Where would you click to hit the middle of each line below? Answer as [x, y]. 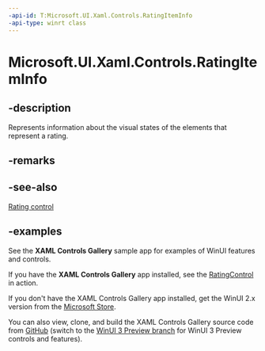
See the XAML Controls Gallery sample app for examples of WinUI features [132, 250]
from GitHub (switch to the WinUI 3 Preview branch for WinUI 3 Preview [125, 330]
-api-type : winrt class [47, 23]
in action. [23, 283]
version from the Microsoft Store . [62, 307]
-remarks [32, 160]
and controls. [30, 259]
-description [40, 108]
